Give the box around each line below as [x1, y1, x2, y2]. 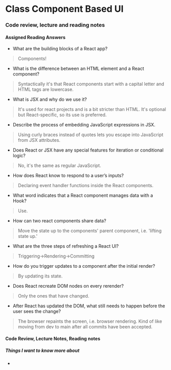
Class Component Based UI [5, 3, 124, 15]
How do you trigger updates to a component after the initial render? [12, 263, 155, 269]
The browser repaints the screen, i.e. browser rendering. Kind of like [17, 318, 162, 324]
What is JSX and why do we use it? [12, 96, 87, 103]
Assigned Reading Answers [5, 34, 66, 40]
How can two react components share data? [12, 218, 106, 224]
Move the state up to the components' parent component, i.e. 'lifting [17, 228, 162, 234]
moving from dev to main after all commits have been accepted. [17, 324, 153, 330]
